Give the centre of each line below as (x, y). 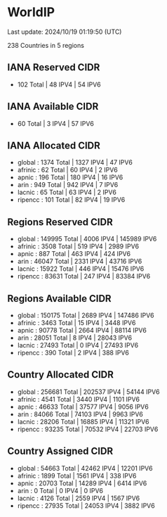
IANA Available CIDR (53, 107)
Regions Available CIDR (59, 299)
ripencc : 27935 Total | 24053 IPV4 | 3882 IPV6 (86, 505)
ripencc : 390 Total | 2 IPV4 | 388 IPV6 (73, 353)
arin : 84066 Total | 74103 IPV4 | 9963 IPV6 (80, 414)
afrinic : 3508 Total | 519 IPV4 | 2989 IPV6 (78, 246)
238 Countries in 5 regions (46, 45)
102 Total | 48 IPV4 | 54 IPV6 (59, 84)
